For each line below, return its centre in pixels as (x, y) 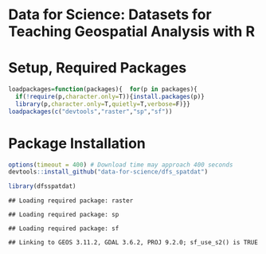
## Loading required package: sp (64, 215)
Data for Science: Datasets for (110, 15)
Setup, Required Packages (98, 68)
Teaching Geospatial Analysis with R (132, 31)
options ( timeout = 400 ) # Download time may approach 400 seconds (121, 165)
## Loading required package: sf (64, 229)
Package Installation (77, 143)
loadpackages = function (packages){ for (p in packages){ (103, 89)
